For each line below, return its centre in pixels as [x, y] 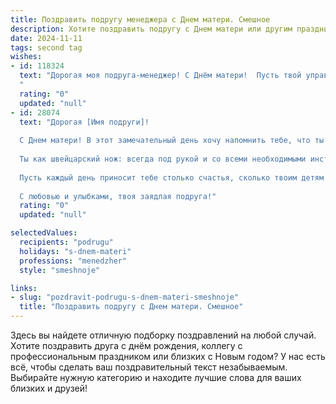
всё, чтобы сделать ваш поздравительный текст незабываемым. [149, 367]
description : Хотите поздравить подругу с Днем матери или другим [151, 29]
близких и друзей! [49, 388]
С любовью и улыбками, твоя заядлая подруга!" [118, 196]
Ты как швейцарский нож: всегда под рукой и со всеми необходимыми [163, 159]
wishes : [26, 57]
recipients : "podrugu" [66, 242]
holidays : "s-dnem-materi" [75, 251]
